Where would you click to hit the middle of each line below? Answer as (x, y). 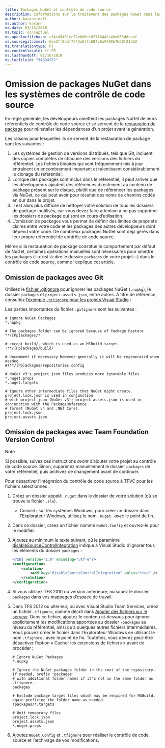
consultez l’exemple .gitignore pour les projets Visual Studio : (68, 300)
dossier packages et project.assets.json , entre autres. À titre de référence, (81, 294)
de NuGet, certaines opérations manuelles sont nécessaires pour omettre (79, 251)
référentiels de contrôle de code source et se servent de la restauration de (80, 124)
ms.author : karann (24, 23)
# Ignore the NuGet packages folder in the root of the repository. (84, 670)
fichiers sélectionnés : (27, 486)
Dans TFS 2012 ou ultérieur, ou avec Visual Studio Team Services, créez (85, 607)
